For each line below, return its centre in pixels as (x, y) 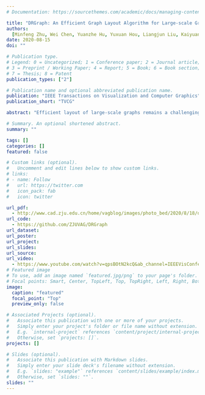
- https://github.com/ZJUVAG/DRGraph (60, 225)
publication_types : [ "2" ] (39, 79)
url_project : (23, 241)
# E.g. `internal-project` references (59, 332)
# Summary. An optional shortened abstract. (64, 124)
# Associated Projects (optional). (52, 315)
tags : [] (17, 140)
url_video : (20, 259)
